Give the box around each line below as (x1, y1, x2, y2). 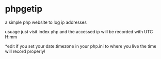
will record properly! (5, 48, 46, 54)
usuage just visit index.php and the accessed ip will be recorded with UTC (5, 29, 153, 34)
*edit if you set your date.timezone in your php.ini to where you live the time (5, 43, 157, 49)
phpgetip (5, 3, 43, 15)
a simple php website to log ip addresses (5, 19, 87, 25)
